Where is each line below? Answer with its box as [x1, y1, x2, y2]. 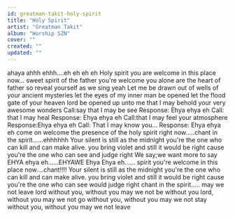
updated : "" [7, 50, 42, 57]
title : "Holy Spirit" [7, 17, 71, 24]
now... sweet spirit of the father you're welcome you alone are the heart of [7, 76, 221, 84]
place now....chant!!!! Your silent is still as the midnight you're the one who [7, 165, 221, 174]
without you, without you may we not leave [7, 203, 131, 211]
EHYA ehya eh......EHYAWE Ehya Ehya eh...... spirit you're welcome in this [7, 158, 218, 166]
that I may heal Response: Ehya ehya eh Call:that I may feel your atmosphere [7, 113, 229, 121]
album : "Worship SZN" [7, 29, 71, 37]
